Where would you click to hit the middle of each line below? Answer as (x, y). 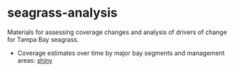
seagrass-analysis (62, 13)
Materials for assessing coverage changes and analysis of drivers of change (117, 32)
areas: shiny (35, 60)
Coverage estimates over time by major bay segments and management (121, 53)
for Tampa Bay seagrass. (43, 39)
